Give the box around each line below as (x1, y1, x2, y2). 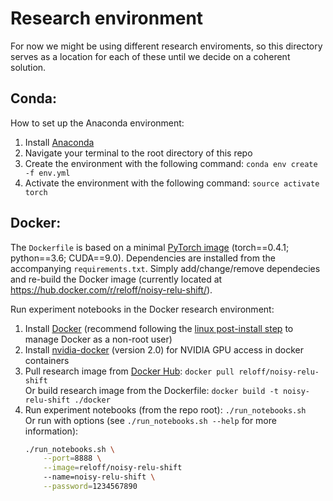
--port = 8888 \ (43, 453, 102, 464)
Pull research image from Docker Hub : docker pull (24, 365, 235, 377)
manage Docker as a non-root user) (24, 333, 173, 345)
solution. (10, 61, 47, 73)
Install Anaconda (24, 136, 95, 148)
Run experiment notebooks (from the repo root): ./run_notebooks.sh (24, 403, 307, 416)
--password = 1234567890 (43, 482, 138, 492)
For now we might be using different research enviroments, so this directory (10, 40, 323, 52)
